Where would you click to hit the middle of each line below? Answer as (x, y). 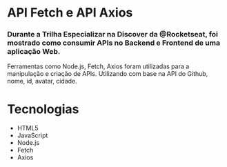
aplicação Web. (34, 52)
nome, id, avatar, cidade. (42, 81)
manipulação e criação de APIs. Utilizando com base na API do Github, (108, 74)
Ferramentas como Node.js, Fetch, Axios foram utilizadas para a (98, 66)
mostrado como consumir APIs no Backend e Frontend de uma (114, 43)
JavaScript (32, 135)
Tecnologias (43, 109)
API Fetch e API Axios (70, 13)
